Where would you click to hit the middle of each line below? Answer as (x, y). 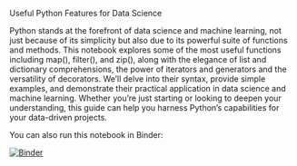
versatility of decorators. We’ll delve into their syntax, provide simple (138, 79)
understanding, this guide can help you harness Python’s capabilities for (144, 107)
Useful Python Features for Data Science (86, 13)
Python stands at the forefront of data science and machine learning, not (145, 30)
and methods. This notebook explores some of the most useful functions (145, 50)
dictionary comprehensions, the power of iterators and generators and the (148, 69)
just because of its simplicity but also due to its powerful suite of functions (148, 40)
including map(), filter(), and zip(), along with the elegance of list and (138, 59)
